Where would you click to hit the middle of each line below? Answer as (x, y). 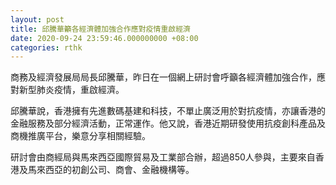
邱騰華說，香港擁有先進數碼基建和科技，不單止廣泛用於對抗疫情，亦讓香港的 (168, 111)
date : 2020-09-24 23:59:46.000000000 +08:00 (104, 38)
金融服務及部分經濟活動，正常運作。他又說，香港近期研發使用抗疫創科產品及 (168, 123)
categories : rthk (46, 47)
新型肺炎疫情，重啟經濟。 (71, 90)
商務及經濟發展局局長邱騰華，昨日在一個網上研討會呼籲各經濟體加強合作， (163, 77)
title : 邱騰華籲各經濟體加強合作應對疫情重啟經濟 (100, 29)
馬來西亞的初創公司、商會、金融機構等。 (111, 170)
